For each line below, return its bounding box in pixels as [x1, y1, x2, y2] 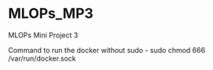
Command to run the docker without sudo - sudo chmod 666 [8, 45, 206, 54]
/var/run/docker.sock [8, 54, 76, 63]
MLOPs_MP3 [8, 5, 94, 23]
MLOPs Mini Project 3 [8, 30, 79, 40]
